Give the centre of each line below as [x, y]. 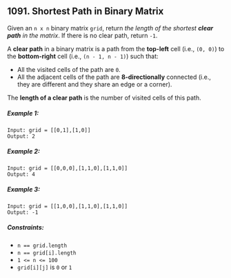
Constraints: [26, 228]
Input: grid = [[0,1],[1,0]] [49, 130]
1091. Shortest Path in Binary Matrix [86, 11]
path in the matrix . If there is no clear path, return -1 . [82, 35]
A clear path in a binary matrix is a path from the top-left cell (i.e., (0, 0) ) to [116, 48]
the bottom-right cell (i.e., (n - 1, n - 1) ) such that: [83, 56]
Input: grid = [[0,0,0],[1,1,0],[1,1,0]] [68, 168]
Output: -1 [23, 212]
